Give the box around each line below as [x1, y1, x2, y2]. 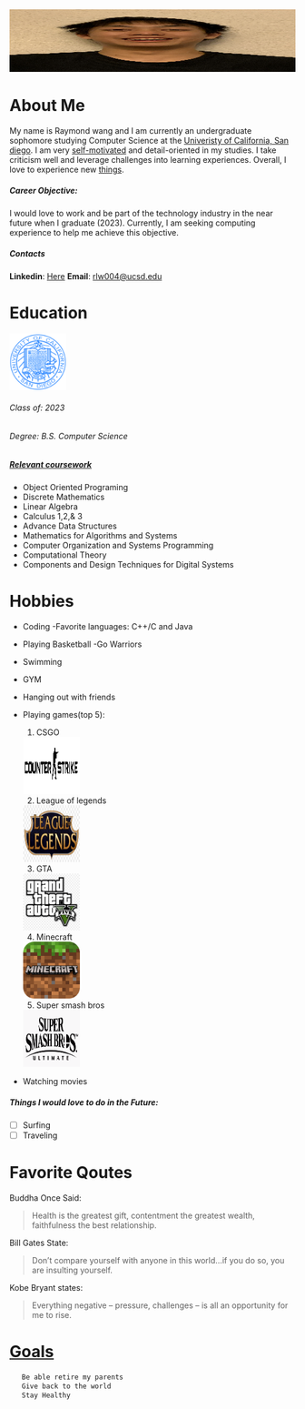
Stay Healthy [21, 1391, 71, 1400]
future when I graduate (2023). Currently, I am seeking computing [9, 217, 256, 228]
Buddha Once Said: [9, 1192, 82, 1203]
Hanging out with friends [22, 691, 116, 702]
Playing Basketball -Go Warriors [22, 639, 143, 649]
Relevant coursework [9, 458, 93, 469]
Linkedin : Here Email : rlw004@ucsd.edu [9, 270, 162, 281]
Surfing [22, 1119, 51, 1131]
